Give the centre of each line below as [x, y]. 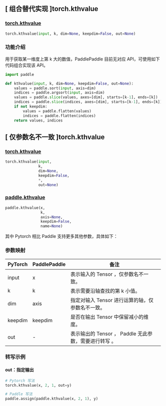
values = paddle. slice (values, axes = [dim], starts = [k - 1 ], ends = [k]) [86, 97]
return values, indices [39, 120]
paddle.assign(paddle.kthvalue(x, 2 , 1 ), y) [52, 399]
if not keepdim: [31, 107]
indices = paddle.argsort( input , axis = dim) [60, 93]
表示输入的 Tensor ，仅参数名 [105, 274]
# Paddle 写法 [19, 394]
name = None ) [52, 226]
